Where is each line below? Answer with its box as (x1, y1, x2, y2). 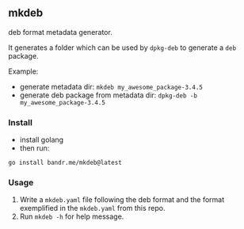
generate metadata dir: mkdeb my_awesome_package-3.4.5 (19, 82, 204, 91)
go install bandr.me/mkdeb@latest (8, 158, 123, 167)
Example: (8, 67, 39, 76)
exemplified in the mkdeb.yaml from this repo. (19, 204, 166, 213)
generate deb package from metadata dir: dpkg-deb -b (19, 90, 198, 100)
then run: (19, 143, 50, 153)
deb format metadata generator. (8, 27, 112, 36)
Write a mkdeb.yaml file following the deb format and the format (19, 195, 225, 204)
